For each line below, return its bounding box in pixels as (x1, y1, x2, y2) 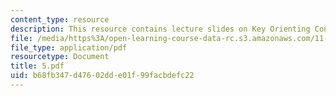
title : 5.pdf (10, 61, 65, 71)
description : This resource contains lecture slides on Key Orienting (10, 24, 311, 34)
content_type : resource (10, 14, 110, 25)
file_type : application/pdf (10, 42, 128, 53)
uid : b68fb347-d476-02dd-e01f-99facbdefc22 (10, 71, 195, 81)
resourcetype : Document (10, 52, 110, 62)
